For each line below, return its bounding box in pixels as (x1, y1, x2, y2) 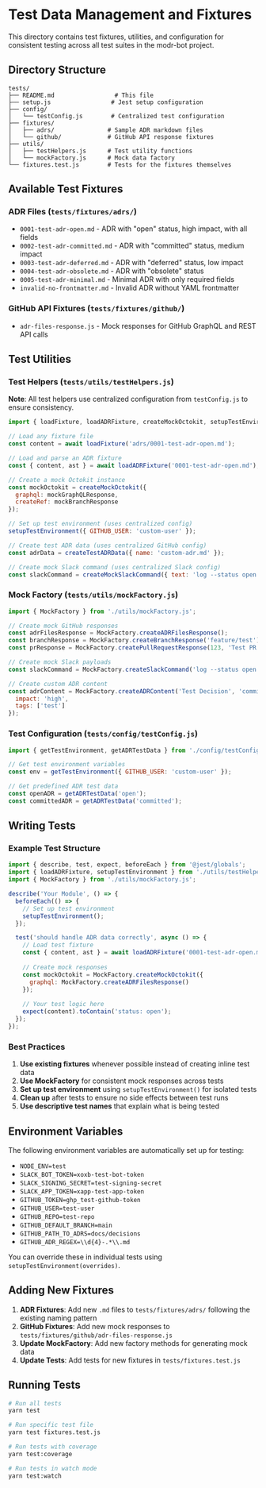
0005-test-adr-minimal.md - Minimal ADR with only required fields (19, 275, 235, 284)
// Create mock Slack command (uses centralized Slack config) (8, 563, 222, 571)
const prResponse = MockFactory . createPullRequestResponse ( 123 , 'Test (8, 644, 246, 652)
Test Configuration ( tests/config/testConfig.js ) (8, 728, 198, 739)
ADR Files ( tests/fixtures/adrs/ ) (8, 206, 137, 218)
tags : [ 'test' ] (15, 702, 66, 710)
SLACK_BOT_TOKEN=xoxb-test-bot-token (19, 1170, 145, 1178)
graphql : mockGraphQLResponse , (15, 491, 119, 499)
